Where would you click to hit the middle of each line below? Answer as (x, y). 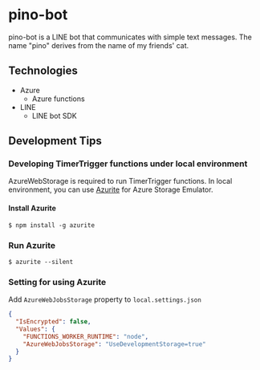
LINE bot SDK (55, 116)
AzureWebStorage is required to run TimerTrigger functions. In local (120, 181)
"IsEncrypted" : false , (53, 322)
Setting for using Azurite (57, 282)
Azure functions (59, 99)
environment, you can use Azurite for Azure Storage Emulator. (111, 189)
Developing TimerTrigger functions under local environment (128, 164)
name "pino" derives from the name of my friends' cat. (99, 45)
